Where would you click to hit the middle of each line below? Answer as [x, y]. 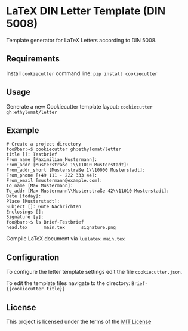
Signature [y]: [25, 217]
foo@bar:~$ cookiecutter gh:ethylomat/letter [64, 149]
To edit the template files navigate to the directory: [68, 283]
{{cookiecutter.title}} [36, 289]
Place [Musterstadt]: [33, 202]
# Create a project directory [44, 144]
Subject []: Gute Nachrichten [44, 207]
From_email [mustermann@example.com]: [54, 181]
